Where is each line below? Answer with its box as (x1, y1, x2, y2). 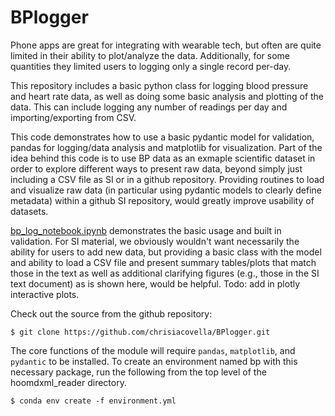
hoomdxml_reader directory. (10, 376, 127, 388)
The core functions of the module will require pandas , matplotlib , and (10, 344, 296, 356)
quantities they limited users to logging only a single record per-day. (10, 60, 292, 72)
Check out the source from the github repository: (10, 307, 213, 320)
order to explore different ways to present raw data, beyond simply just (10, 162, 303, 175)
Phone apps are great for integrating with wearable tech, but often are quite (10, 39, 322, 51)
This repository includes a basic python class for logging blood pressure (10, 79, 309, 91)
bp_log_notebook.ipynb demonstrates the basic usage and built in (10, 224, 282, 236)
